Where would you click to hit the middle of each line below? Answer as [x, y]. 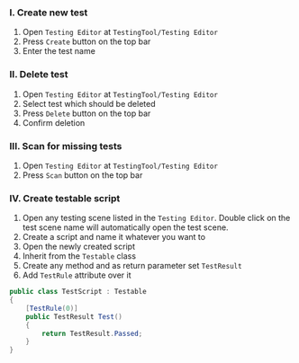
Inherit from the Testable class [79, 256]
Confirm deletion [54, 122]
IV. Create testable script [65, 198]
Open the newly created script [78, 247]
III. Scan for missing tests [66, 146]
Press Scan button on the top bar [82, 175]
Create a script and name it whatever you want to [113, 237]
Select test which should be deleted [89, 103]
